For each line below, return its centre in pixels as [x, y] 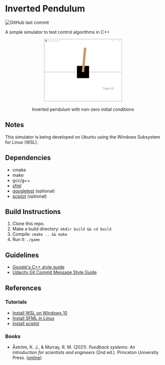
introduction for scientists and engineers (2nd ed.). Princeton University [85, 353]
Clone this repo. [28, 223]
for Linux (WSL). [22, 142]
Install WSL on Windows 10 [40, 313]
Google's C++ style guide [38, 267]
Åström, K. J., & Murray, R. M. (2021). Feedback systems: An [74, 347]
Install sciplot [26, 323]
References [23, 288]
